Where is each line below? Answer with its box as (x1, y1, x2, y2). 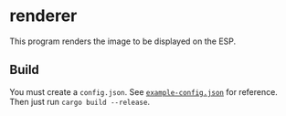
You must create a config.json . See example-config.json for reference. (9, 86, 279, 97)
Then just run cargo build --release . (9, 96, 151, 107)
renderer (9, 5, 78, 26)
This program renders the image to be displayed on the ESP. (9, 36, 237, 47)
